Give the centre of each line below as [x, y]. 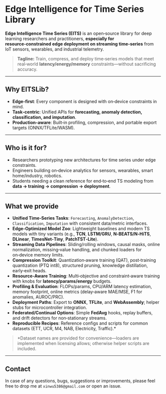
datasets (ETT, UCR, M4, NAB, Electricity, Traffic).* [64, 329]
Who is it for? [26, 148]
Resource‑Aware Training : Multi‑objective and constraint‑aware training [86, 276]
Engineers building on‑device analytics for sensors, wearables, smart [83, 170]
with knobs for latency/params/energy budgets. [62, 281]
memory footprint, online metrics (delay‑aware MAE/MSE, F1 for [77, 292]
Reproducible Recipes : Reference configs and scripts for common [80, 323]
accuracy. [27, 69]
